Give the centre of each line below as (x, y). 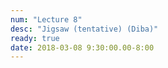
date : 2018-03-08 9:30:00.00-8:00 (82, 47)
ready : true (35, 38)
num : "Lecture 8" (46, 19)
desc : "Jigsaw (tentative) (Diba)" (84, 29)
